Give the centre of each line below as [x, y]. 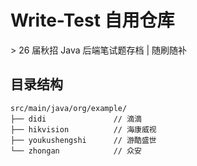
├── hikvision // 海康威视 [83, 129]
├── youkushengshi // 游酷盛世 [83, 140]
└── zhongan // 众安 [76, 151]
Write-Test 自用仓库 [92, 20]
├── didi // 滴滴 [76, 119]
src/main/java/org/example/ [69, 108]
